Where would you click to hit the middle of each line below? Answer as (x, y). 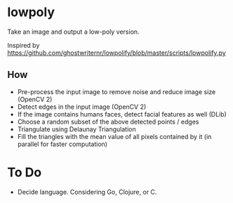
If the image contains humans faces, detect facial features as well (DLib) (122, 114)
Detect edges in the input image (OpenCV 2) (82, 107)
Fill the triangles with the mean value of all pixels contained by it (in (114, 136)
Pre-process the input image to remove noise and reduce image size (116, 91)
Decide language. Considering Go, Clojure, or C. (87, 192)
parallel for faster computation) (62, 144)
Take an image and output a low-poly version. (73, 32)
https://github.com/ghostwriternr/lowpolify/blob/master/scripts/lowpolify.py (116, 53)
